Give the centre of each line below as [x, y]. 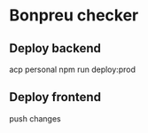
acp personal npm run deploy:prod [72, 69]
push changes [35, 118]
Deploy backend [55, 48]
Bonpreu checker [74, 16]
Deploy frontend [55, 97]
